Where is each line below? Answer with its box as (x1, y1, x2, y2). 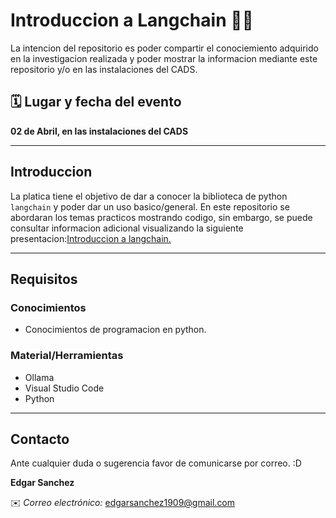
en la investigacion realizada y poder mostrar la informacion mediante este (10, 52, 318, 64)
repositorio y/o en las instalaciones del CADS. (10, 63, 198, 75)
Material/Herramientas (10, 349, 124, 363)
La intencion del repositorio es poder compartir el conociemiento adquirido (10, 42, 319, 54)
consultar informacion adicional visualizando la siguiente (10, 222, 244, 234)
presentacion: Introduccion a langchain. (10, 232, 172, 244)
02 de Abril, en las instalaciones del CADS (10, 125, 189, 137)
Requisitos (10, 270, 78, 288)
